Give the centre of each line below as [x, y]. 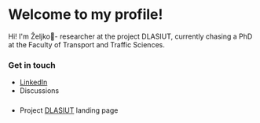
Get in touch [32, 65]
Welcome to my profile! [86, 15]
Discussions [39, 91]
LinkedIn [33, 82]
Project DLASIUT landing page [69, 110]
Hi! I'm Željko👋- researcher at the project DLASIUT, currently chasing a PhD [130, 36]
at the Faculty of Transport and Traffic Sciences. [86, 44]
